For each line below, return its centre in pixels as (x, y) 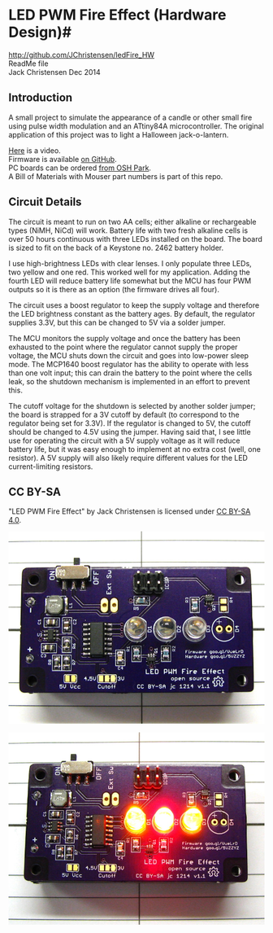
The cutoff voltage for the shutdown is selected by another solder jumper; (132, 405)
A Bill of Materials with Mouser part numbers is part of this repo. (116, 176)
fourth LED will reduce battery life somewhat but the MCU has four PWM (130, 280)
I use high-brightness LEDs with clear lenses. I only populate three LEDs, (130, 263)
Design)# (40, 32)
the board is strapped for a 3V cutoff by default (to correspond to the (124, 414)
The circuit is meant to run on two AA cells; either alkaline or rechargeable (132, 221)
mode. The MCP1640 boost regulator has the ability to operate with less (129, 364)
